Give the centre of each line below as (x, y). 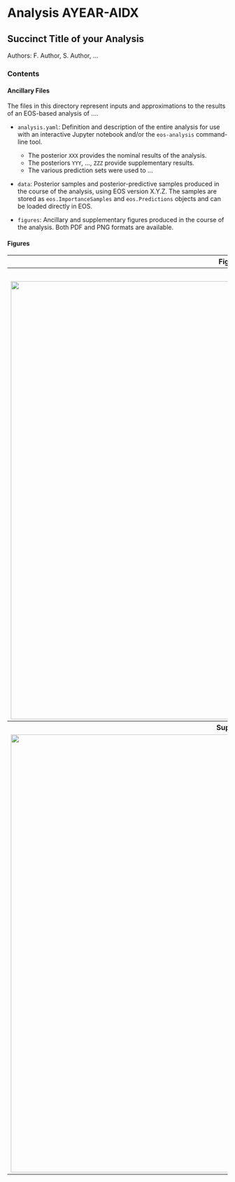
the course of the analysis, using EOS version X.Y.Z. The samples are (117, 191)
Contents (23, 74)
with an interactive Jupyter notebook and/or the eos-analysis (106, 135)
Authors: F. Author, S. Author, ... (53, 55)
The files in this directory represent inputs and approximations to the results (116, 106)
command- (212, 135)
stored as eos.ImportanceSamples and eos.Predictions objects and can (119, 199)
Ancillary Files (29, 90)
